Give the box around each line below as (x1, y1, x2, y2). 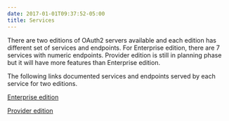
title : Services (7, 17, 55, 24)
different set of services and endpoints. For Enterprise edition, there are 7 (7, 43, 220, 52)
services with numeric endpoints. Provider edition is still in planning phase (7, 50, 222, 59)
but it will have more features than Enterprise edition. (7, 58, 160, 66)
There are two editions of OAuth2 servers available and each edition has (7, 36, 216, 44)
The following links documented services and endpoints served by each (7, 71, 216, 80)
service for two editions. (7, 79, 78, 87)
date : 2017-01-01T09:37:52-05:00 (7, 10, 105, 17)
